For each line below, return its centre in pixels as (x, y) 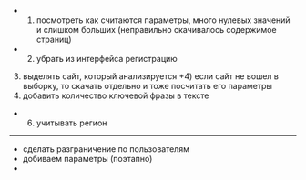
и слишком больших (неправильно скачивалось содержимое (156, 30)
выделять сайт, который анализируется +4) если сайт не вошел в (151, 76)
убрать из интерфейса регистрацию (107, 59)
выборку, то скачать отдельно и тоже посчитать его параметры (148, 86)
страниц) (54, 39)
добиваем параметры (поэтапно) (87, 159)
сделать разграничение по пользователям (106, 149)
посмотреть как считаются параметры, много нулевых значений (163, 20)
